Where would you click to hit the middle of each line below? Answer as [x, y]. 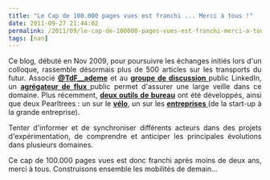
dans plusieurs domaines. [51, 145]
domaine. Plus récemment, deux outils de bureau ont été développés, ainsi [135, 95]
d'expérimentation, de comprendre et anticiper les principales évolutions [135, 137]
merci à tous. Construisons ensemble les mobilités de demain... [113, 169]
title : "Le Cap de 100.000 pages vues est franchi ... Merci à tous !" [131, 16]
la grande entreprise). [44, 112]
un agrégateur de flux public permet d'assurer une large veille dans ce [135, 87]
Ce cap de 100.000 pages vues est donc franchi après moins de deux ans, [135, 161]
